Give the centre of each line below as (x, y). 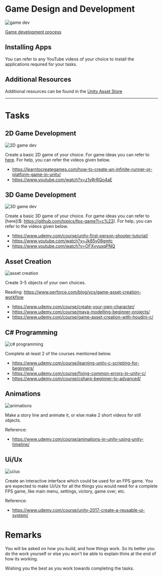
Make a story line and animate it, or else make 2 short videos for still (73, 415)
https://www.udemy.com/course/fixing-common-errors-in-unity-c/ (79, 373)
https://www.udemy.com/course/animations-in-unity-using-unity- (78, 439)
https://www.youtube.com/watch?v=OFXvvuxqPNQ (64, 246)
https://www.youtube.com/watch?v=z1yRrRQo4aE (62, 179)
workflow (14, 297)
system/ (20, 515)
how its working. (22, 558)
